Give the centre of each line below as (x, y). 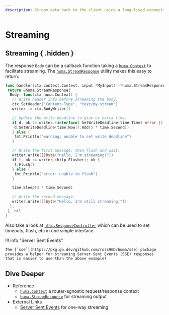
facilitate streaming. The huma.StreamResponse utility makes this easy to (78, 71)
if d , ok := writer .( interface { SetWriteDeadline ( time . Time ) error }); (89, 122)
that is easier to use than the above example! (56, 258)
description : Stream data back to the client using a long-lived (75, 10)
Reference (23, 286)
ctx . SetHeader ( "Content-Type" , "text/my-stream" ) (65, 104)
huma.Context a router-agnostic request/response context (79, 291)
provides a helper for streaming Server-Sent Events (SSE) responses (80, 254)
